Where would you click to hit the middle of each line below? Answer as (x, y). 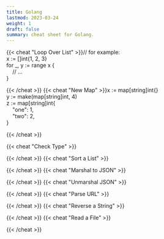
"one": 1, (23, 110)
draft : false (23, 29)
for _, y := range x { (31, 66)
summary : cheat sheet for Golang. (50, 35)
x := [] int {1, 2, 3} (27, 59)
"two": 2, (23, 116)
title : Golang (24, 12)
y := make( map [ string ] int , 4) (42, 97)
